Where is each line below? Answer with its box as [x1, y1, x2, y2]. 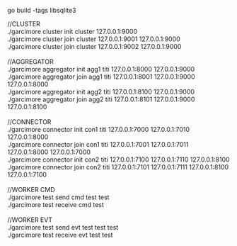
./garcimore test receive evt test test [7, 230, 113, 239]
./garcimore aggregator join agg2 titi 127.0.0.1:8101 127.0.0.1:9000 [7, 95, 195, 104]
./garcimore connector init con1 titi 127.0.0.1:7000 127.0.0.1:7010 [7, 125, 190, 133]
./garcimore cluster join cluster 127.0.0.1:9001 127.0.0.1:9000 [7, 35, 180, 43]
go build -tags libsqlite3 [7, 6, 76, 14]
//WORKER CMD [7, 186, 55, 194]
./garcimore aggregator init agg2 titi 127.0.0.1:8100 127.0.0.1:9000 [7, 88, 195, 96]
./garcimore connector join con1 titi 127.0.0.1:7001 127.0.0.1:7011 [7, 140, 189, 148]
